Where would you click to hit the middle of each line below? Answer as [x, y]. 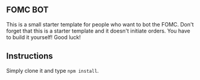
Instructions [30, 56]
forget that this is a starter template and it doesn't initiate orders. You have [98, 31]
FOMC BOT [28, 10]
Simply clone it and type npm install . [53, 70]
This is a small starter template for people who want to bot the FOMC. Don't [100, 24]
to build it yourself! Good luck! [44, 37]
